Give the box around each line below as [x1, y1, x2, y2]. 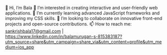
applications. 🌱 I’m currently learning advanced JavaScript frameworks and [5, 10, 160, 16]
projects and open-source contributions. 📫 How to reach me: [5, 21, 132, 27]
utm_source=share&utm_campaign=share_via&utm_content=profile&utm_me [5, 39, 162, 44]
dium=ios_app [5, 44, 34, 50]
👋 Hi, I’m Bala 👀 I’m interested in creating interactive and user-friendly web [5, 5, 158, 10]
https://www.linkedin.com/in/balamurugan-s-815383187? [5, 33, 123, 39]
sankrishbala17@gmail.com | [5, 28, 64, 34]
